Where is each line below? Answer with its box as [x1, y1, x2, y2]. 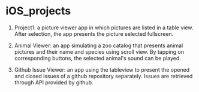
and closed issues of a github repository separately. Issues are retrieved [14, 72, 193, 79]
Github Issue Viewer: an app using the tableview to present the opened [14, 66, 190, 73]
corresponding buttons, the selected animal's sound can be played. [14, 54, 181, 62]
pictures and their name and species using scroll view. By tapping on [14, 48, 184, 55]
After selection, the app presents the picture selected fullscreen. [14, 30, 174, 37]
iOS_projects [5, 4, 71, 18]
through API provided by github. [14, 79, 94, 86]
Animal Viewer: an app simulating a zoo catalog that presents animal [14, 42, 183, 49]
